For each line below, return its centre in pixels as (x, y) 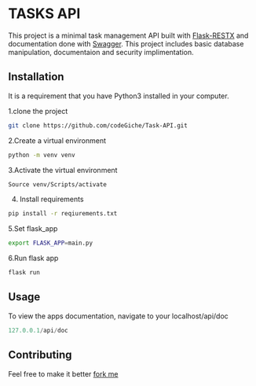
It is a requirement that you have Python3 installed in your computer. (119, 96)
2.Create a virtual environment (57, 140)
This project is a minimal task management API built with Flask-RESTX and (128, 35)
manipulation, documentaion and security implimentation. (101, 52)
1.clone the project (38, 111)
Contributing (40, 355)
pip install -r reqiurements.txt (63, 214)
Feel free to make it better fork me (63, 373)
